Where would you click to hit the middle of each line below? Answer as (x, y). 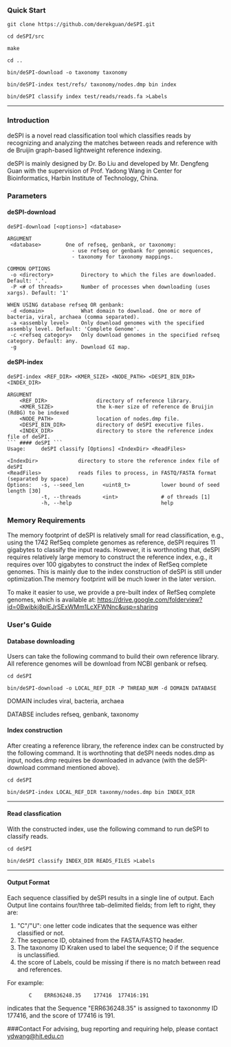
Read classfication (34, 814)
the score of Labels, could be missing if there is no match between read (119, 962)
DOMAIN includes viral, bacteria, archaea (66, 701)
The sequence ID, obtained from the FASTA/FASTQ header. (100, 940)
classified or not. (41, 933)
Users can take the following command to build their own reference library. (113, 657)
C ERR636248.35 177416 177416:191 (89, 995)
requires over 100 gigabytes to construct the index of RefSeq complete (107, 564)
